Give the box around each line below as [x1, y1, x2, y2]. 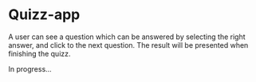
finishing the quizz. [8, 49, 71, 58]
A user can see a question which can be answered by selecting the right [8, 32, 246, 41]
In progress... [8, 64, 52, 73]
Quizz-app [8, 6, 81, 24]
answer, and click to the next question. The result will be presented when [8, 40, 249, 49]
